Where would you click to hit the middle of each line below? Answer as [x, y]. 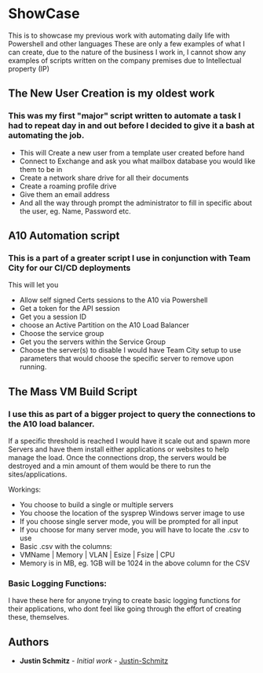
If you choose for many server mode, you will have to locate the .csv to [134, 530]
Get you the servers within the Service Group [93, 342]
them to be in [41, 169]
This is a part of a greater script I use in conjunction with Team [130, 258]
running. [33, 367]
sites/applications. [38, 474]
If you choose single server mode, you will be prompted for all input [129, 521]
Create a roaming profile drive [68, 186]
